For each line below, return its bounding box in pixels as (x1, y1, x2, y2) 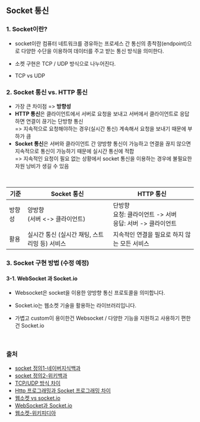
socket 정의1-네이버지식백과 (14, 365, 81, 372)
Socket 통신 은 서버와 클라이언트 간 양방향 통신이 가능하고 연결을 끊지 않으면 (14, 140, 192, 147)
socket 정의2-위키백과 (14, 372, 67, 380)
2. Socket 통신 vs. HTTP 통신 (6, 88, 88, 96)
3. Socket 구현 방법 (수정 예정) (6, 259, 89, 267)
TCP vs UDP (14, 72, 46, 79)
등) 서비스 (40, 239, 67, 247)
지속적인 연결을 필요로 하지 (112, 230, 184, 238)
